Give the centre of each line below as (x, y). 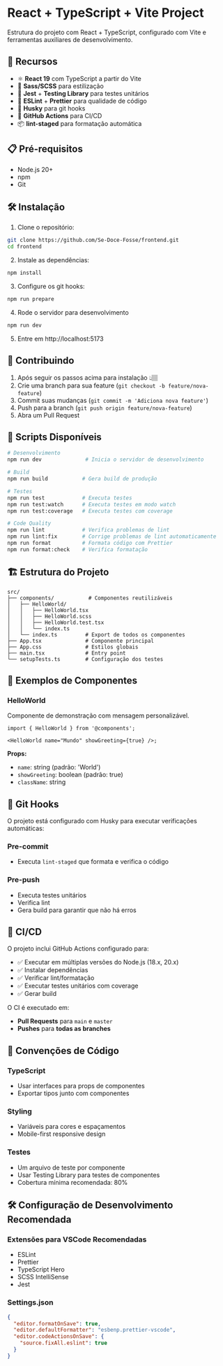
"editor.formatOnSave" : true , (57, 1323)
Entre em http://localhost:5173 (60, 339)
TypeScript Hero (41, 1269)
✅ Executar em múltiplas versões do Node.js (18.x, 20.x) (98, 962)
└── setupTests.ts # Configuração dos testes (85, 659)
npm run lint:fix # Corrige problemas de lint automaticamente (112, 536)
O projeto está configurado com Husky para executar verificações (102, 821)
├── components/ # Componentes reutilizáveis (90, 598)
